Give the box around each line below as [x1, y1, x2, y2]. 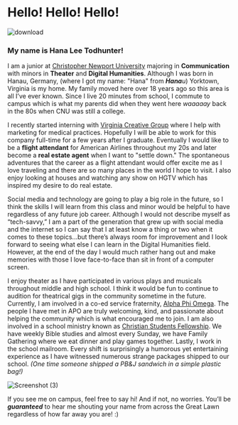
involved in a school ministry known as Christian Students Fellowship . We [7, 322, 222, 330]
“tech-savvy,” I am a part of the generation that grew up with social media [7, 217, 224, 226]
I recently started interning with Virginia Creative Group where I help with [7, 121, 221, 129]
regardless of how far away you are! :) [7, 410, 119, 419]
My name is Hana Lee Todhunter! [7, 45, 124, 55]
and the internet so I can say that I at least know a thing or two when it [7, 225, 213, 234]
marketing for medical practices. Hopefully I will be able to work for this [7, 129, 217, 137]
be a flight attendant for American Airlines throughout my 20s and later [7, 144, 217, 152]
